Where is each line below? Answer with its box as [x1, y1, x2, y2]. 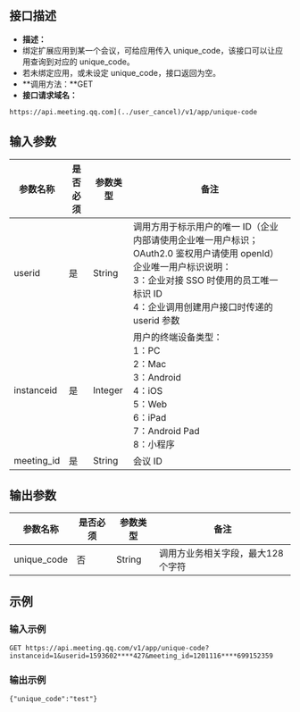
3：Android [132, 371, 181, 383]
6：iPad [132, 411, 167, 423]
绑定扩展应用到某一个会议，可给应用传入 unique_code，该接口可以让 [21, 45, 276, 55]
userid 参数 [132, 314, 180, 326]
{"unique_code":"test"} [9, 695, 98, 704]
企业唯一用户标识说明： [132, 260, 232, 272]
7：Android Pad [132, 424, 200, 437]
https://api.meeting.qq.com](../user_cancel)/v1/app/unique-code [9, 107, 257, 116]
